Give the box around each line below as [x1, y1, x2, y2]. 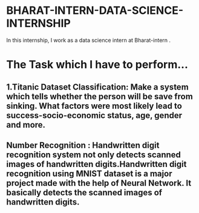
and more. [6, 119, 46, 130]
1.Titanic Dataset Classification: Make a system [6, 82, 189, 92]
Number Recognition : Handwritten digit [6, 140, 160, 150]
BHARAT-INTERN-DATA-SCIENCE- [6, 4, 184, 18]
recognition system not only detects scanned [6, 149, 181, 160]
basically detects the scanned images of [6, 187, 162, 197]
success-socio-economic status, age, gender [6, 110, 183, 120]
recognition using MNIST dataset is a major [6, 168, 172, 179]
